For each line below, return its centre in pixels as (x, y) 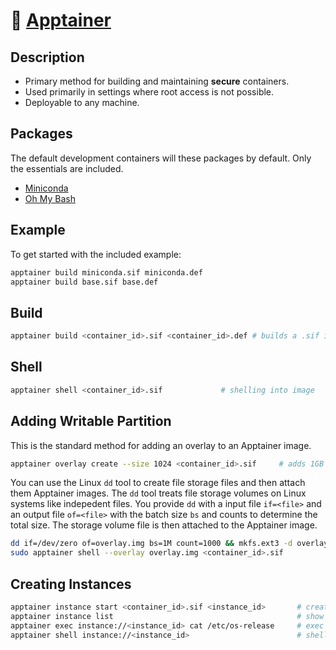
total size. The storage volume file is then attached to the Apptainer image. (164, 525)
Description (47, 57)
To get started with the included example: (96, 254)
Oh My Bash (50, 198)
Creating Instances (71, 584)
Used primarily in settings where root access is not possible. (149, 92)
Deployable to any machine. (82, 102)
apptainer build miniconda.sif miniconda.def (106, 272)
